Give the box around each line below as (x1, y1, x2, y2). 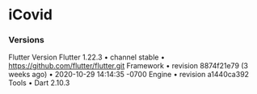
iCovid (8, 6, 53, 24)
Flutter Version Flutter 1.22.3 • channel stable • (8, 52, 166, 62)
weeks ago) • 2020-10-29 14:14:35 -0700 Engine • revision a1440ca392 (8, 70, 249, 80)
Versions (8, 35, 44, 46)
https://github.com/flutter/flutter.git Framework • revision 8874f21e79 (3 (8, 61, 249, 71)
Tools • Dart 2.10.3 (8, 78, 70, 88)
